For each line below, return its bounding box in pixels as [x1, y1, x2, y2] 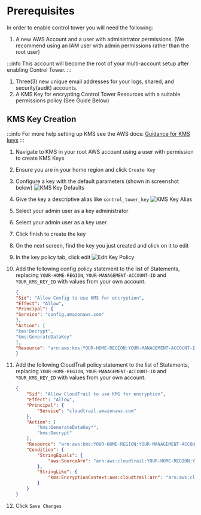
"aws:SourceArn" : [47, 458, 92, 464]
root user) [15, 48, 41, 55]
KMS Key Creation [7, 114, 77, 124]
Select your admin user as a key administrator [15, 207, 129, 214]
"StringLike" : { [37, 469, 78, 475]
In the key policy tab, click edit [15, 253, 91, 261]
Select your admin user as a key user [15, 218, 107, 225]
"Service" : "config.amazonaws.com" [15, 312, 105, 318]
